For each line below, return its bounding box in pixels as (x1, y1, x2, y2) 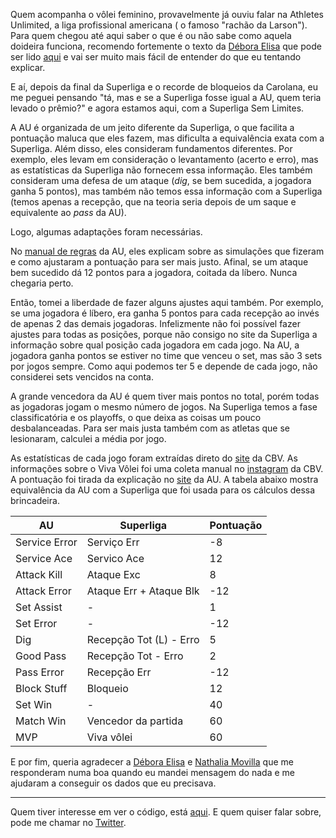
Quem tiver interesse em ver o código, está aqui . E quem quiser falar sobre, (10, 806, 322, 818)
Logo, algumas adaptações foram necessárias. (10, 226, 203, 238)
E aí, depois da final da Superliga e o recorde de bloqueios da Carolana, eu (10, 81, 318, 93)
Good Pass (15, 649, 67, 663)
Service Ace (15, 552, 73, 565)
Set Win (15, 698, 53, 711)
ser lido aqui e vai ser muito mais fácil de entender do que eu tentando (10, 51, 302, 63)
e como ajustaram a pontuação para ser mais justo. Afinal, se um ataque (10, 256, 309, 268)
